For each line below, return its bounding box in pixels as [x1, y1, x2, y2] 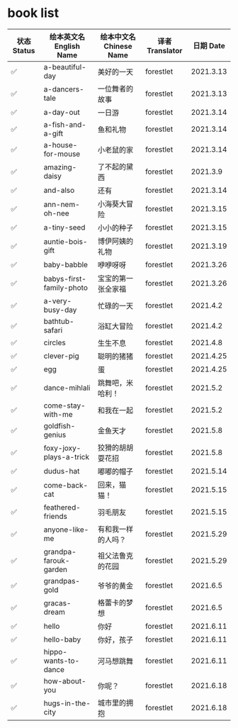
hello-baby [43, 634, 81, 644]
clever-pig [43, 351, 79, 361]
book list [7, 5, 59, 21]
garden [43, 564, 68, 574]
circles [43, 337, 66, 347]
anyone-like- [43, 525, 89, 534]
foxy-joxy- [43, 443, 81, 453]
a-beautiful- [43, 62, 86, 72]
